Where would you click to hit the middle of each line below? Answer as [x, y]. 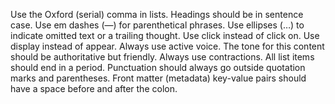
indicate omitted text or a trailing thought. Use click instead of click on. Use [165, 35]
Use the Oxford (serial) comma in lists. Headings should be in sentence [157, 14]
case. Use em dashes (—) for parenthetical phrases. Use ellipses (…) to [157, 25]
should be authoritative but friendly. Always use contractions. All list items [162, 57]
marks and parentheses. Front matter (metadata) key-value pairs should [158, 78]
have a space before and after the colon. [94, 88]
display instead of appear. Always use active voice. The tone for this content [167, 46]
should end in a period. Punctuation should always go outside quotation [158, 67]
